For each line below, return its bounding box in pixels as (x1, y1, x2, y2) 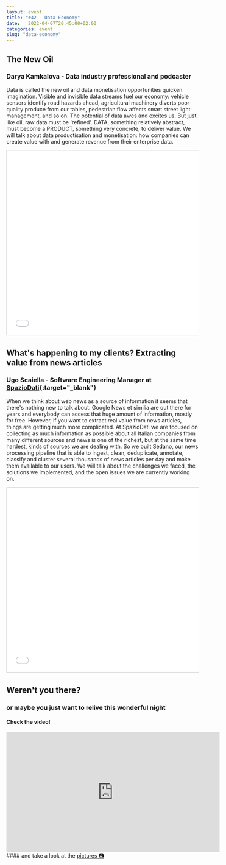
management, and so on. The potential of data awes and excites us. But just (6, 112, 197, 119)
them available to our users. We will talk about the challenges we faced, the (6, 462, 196, 469)
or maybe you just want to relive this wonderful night (6, 703, 166, 712)
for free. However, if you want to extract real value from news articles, (6, 416, 182, 424)
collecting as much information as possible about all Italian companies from (6, 430, 196, 437)
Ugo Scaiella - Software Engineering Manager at (6, 376, 152, 384)
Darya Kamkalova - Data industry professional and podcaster (6, 72, 192, 81)
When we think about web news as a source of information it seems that (6, 397, 188, 405)
